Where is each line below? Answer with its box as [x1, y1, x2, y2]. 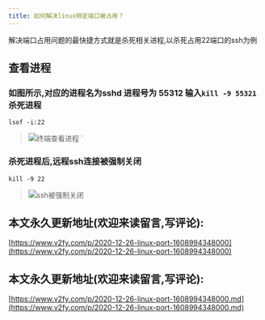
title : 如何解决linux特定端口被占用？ [8, 11, 124, 20]
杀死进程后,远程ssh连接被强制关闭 [8, 156, 142, 167]
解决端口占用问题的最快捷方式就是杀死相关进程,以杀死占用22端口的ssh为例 [8, 35, 258, 45]
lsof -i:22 [8, 118, 45, 126]
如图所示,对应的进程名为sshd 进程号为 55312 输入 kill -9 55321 [8, 87, 257, 98]
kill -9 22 [8, 175, 45, 183]
